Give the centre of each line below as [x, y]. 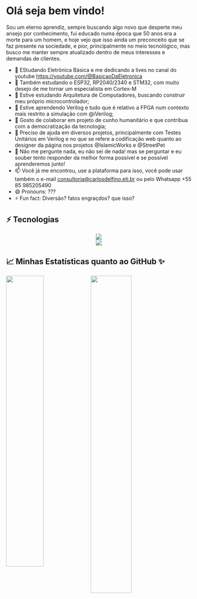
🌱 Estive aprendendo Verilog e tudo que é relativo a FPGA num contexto [102, 107]
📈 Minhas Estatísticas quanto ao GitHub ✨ [86, 261]
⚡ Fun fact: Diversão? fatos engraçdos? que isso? [75, 198]
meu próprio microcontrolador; [52, 101]
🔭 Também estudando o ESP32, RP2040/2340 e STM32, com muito [97, 82]
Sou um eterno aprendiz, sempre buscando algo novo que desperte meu [94, 27]
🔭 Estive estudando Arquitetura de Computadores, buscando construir [100, 95]
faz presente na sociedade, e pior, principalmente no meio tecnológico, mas [98, 46]
